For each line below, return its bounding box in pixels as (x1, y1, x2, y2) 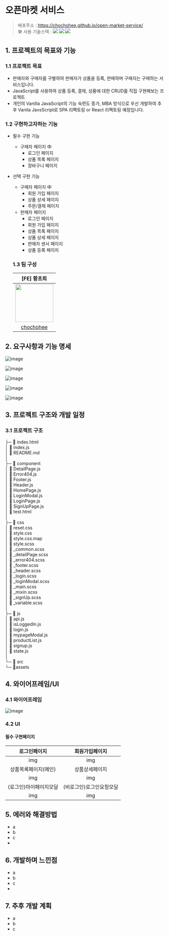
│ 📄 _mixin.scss (5, 589, 38, 595)
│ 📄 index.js (5, 444, 30, 450)
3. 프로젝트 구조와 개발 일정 (5, 411, 85, 419)
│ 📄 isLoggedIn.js (5, 621, 41, 627)
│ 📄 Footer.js (5, 476, 32, 482)
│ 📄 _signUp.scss (5, 594, 41, 600)
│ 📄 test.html (5, 508, 32, 514)
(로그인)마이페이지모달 (8, 783, 59, 790)
